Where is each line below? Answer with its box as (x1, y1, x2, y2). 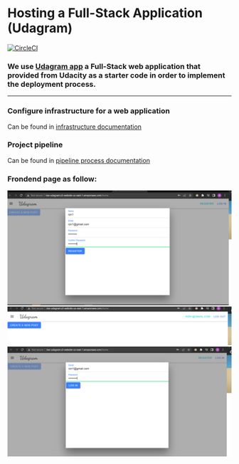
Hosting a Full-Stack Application (7, 5, 203, 21)
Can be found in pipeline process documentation (7, 156, 151, 164)
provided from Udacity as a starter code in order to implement (7, 70, 225, 80)
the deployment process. (7, 79, 96, 89)
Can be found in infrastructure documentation (7, 122, 142, 131)
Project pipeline (7, 140, 63, 150)
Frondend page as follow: (7, 174, 97, 184)
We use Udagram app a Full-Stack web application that (7, 61, 201, 71)
